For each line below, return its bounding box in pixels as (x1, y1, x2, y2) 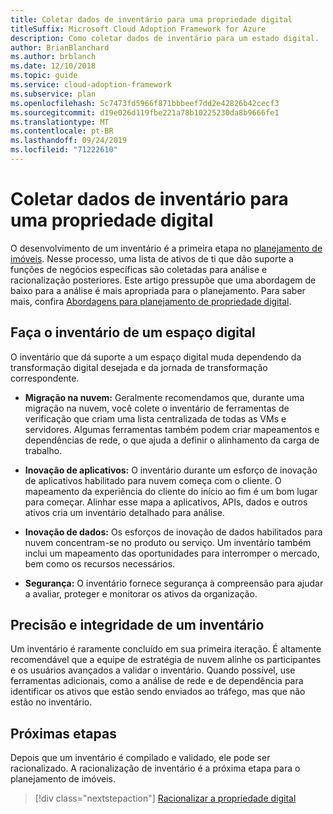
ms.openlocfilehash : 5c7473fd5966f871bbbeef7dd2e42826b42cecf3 (10, 98, 280, 108)
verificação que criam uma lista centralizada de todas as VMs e (24, 412, 287, 425)
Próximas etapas (10, 725, 117, 742)
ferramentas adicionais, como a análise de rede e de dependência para (10, 675, 304, 687)
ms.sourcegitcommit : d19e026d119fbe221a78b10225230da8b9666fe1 (10, 107, 280, 118)
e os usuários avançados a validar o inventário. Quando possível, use (10, 664, 296, 676)
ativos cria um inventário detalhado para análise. (24, 506, 225, 518)
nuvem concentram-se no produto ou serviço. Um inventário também (24, 536, 312, 548)
